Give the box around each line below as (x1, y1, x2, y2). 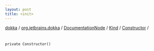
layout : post (5, 7, 32, 12)
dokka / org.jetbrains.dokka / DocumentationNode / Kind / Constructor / (5, 25, 149, 30)
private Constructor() (5, 41, 51, 46)
